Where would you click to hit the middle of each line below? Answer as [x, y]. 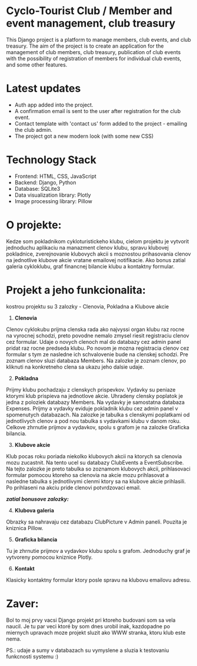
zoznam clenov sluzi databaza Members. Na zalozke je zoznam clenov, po [96, 360]
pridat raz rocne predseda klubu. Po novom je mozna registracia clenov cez [98, 348]
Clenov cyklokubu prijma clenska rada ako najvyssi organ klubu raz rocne [95, 329]
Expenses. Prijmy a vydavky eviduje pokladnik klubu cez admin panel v [92, 408]
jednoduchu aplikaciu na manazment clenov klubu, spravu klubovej [87, 247]
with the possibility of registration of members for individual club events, [94, 58]
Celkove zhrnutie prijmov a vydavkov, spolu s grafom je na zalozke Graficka [98, 427]
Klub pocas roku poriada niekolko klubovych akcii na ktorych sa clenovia [94, 456]
